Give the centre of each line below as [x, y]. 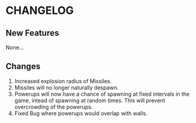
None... [15, 47]
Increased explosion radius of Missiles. [63, 81]
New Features [32, 33]
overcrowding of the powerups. [54, 107]
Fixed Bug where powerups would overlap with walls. [81, 113]
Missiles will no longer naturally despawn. [67, 87]
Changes [23, 66]
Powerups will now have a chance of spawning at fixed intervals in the [102, 94]
